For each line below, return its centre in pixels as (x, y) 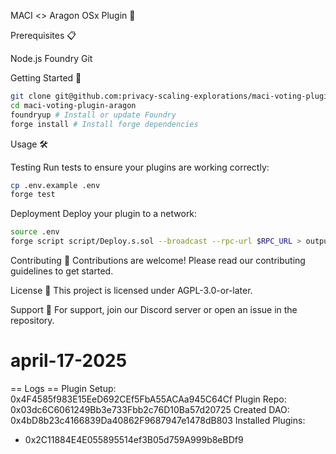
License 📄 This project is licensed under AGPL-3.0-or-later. (131, 290)
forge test (33, 195)
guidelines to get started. (62, 271)
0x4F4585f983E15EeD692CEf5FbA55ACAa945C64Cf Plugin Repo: (148, 399)
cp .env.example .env (55, 185)
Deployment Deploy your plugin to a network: (104, 214)
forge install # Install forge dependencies (104, 124)
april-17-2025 (69, 361)
